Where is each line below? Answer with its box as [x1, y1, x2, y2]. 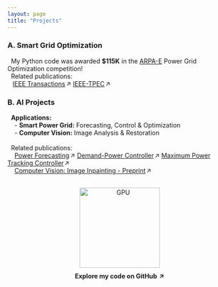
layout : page [7, 10, 46, 18]
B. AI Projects [7, 97, 56, 107]
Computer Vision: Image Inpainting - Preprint [14, 167, 146, 175]
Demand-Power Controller [77, 151, 155, 160]
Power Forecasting [14, 151, 70, 160]
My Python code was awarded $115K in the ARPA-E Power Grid [10, 56, 197, 65]
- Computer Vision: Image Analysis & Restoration [14, 129, 160, 137]
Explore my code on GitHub [74, 272, 157, 281]
